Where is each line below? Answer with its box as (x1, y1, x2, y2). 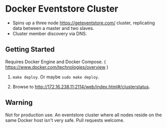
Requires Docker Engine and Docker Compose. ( (5, 59, 106, 65)
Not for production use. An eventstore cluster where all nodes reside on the (5, 112, 162, 118)
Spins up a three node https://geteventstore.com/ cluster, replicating (12, 20, 155, 26)
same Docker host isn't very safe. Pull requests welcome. (5, 117, 125, 123)
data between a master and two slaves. (12, 25, 94, 31)
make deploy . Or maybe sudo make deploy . (12, 74, 99, 80)
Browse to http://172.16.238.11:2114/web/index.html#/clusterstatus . (12, 83, 150, 90)
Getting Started (5, 45, 55, 54)
